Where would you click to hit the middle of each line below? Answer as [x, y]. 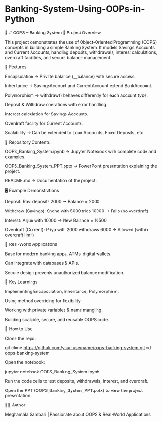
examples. [15, 157]
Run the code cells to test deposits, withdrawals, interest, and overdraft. [77, 381]
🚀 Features [16, 67]
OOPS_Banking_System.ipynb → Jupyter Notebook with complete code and [81, 151]
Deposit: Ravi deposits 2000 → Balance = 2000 [52, 201]
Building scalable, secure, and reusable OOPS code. [57, 319]
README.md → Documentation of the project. [51, 180]
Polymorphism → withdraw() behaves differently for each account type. [77, 95]
